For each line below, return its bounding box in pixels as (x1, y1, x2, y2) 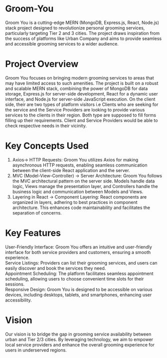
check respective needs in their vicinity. (5, 122, 87, 128)
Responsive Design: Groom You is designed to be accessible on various (5, 286, 153, 292)
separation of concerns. (12, 209, 62, 215)
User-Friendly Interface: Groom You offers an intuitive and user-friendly (5, 243, 152, 250)
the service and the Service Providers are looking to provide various (5, 106, 145, 112)
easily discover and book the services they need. (5, 265, 106, 271)
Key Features (5, 227, 61, 238)
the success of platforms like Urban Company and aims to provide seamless (5, 35, 162, 41)
